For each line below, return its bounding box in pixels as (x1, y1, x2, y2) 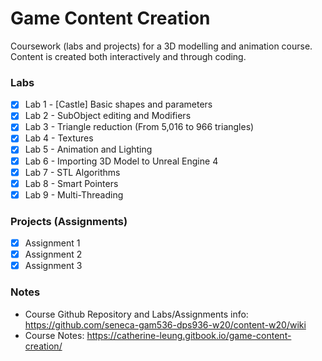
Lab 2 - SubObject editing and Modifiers (24, 110, 192, 122)
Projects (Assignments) (10, 214, 128, 228)
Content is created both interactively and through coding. (10, 50, 247, 62)
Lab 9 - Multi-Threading (24, 188, 124, 201)
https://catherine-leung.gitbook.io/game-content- (86, 329, 292, 341)
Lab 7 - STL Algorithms (24, 166, 121, 178)
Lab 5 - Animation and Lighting (24, 143, 153, 156)
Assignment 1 (24, 237, 81, 249)
